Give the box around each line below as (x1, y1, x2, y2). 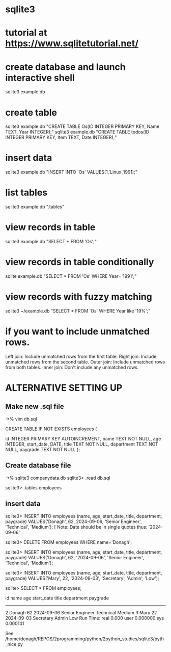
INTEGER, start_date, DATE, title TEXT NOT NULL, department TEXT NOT (5, 441, 159, 447)
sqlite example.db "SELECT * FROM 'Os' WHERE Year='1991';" (5, 273, 137, 279)
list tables (5, 187, 47, 198)
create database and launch (5, 61, 126, 72)
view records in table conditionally (5, 256, 154, 268)
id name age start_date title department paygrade (5, 595, 109, 601)
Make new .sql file (5, 402, 65, 411)
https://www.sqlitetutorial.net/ (5, 38, 139, 49)
